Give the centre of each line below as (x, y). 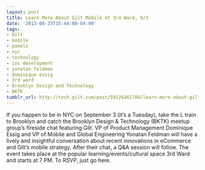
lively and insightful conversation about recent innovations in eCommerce (99, 141)
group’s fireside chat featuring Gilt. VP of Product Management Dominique (100, 127)
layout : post (23, 12)
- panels (17, 46)
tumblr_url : (21, 97)
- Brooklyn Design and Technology (50, 86)
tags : (13, 29)
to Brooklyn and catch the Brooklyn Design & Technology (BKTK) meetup (98, 121)
